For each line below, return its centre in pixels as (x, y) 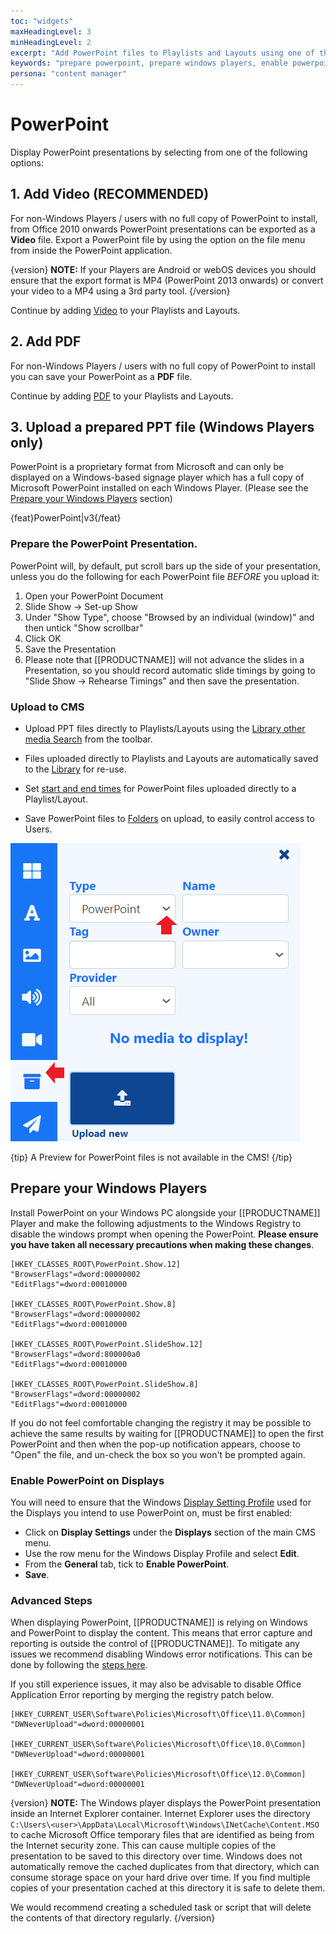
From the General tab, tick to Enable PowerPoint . (127, 1564)
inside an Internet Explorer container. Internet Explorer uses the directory (160, 1814)
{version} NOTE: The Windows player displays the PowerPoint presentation (165, 1803)
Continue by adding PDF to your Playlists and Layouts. (122, 396)
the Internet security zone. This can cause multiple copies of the (143, 1846)
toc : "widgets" (42, 21)
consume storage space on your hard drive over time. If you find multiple (160, 1877)
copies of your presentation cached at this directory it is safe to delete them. (168, 1888)
